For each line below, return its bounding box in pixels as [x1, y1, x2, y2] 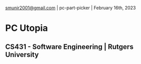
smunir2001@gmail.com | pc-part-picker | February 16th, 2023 [5, 5, 136, 11]
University [5, 50, 39, 59]
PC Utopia [5, 23, 48, 34]
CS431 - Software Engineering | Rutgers [5, 42, 134, 51]
